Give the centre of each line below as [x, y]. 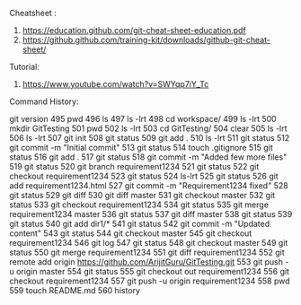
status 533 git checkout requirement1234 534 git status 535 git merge [139, 205]
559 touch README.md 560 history [75, 290]
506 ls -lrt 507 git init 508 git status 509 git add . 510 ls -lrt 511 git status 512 [150, 138]
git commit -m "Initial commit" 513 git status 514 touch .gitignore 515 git [142, 148]
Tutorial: [25, 67]
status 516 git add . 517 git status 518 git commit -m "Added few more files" [148, 157]
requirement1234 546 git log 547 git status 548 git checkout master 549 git [149, 243]
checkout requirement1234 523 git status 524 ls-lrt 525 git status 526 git [144, 176]
